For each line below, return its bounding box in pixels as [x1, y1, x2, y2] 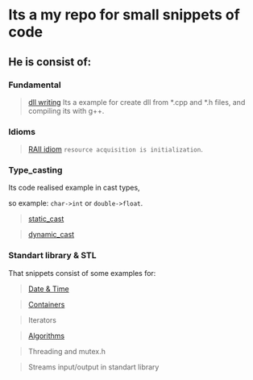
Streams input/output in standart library [27, 361, 160, 372]
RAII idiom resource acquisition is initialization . [27, 144, 203, 154]
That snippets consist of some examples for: [8, 268, 156, 278]
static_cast [27, 214, 64, 223]
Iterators [27, 315, 56, 324]
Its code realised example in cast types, [8, 183, 140, 193]
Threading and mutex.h [27, 346, 106, 356]
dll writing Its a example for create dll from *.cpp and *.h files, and [27, 97, 246, 106]
